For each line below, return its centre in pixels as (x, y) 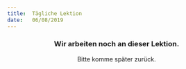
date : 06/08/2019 (35, 20)
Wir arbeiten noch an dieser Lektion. (117, 44)
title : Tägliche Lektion (44, 13)
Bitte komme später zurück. (117, 59)
